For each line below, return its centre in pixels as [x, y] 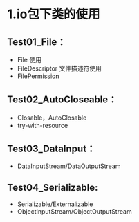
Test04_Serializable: [53, 188]
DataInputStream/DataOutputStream [69, 166]
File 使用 [29, 60]
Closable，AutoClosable [52, 118]
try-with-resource [43, 125]
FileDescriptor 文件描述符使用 [59, 68]
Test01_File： [37, 42]
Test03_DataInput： [52, 149]
